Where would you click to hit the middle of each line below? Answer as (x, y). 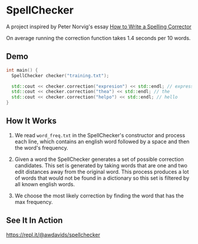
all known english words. (45, 184)
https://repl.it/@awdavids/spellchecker (53, 235)
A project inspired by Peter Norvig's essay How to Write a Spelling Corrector (99, 27)
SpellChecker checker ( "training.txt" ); (60, 75)
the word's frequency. (42, 147)
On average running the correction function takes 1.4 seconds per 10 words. (98, 38)
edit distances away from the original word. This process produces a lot (102, 172)
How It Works (32, 121)
